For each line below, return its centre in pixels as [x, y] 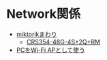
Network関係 [44, 14]
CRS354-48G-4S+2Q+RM [63, 42]
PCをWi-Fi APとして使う [51, 50]
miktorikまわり [36, 34]
